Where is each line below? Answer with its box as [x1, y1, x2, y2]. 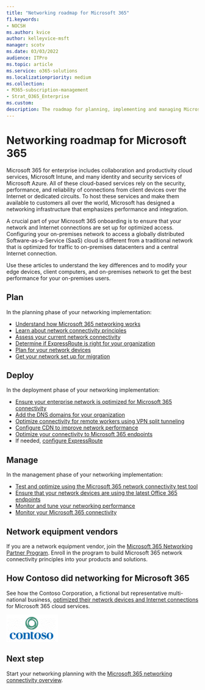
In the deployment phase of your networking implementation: [6, 386, 160, 394]
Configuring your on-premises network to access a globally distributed [6, 230, 185, 237]
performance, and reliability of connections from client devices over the [6, 186, 187, 193]
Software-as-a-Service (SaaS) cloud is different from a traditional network [6, 237, 193, 244]
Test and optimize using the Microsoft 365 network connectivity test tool [15, 483, 198, 491]
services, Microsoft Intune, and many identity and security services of [6, 173, 182, 180]
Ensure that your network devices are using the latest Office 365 [15, 489, 178, 497]
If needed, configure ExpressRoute [15, 437, 103, 445]
